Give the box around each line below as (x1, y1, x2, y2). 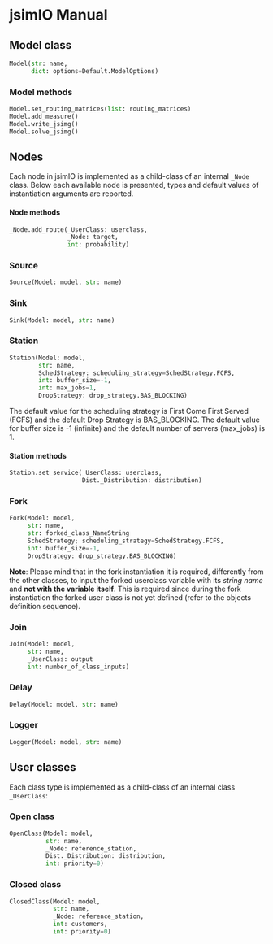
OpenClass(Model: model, (9, 829, 93, 837)
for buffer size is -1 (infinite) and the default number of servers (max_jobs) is (9, 424, 266, 433)
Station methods (9, 450, 67, 460)
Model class (9, 38, 72, 52)
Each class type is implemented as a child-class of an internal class (9, 782, 236, 792)
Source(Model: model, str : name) (9, 278, 123, 286)
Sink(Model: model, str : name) (9, 315, 115, 324)
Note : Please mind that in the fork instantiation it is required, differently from (9, 567, 264, 576)
